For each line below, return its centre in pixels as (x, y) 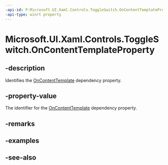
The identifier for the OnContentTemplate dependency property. (71, 108)
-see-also (21, 158)
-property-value (31, 96)
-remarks (20, 124)
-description (25, 68)
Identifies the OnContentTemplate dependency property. (63, 80)
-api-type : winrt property (33, 14)
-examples (22, 141)
